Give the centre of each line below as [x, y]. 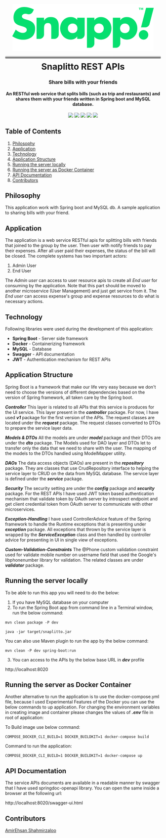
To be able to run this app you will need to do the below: [62, 593]
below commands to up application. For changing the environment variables [83, 707]
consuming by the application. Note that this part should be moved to [76, 286]
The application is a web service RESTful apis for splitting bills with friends [81, 240]
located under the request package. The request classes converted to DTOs [83, 423]
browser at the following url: [34, 794]
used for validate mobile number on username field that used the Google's [81, 555]
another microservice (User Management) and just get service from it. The [81, 291]
